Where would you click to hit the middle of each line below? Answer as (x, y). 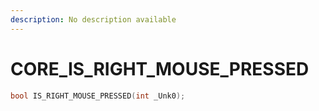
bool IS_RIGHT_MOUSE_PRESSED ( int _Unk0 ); (98, 96)
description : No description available (93, 19)
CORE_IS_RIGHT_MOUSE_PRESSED (160, 68)
